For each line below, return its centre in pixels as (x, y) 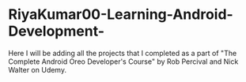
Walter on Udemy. (38, 69)
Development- (57, 31)
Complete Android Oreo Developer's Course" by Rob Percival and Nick (123, 61)
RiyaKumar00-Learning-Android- (121, 15)
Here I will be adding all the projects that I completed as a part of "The (123, 53)
